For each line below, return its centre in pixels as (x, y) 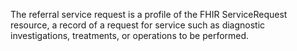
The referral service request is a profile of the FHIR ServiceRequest (149, 14)
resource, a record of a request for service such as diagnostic (138, 25)
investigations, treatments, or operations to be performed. (130, 35)
